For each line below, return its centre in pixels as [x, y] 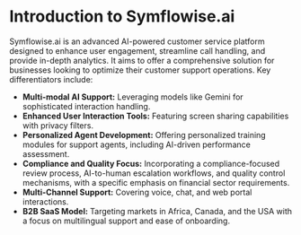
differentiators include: [51, 79]
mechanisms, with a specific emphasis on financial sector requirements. [156, 182]
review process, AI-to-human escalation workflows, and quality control [154, 173]
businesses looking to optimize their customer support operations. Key [140, 70]
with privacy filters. [58, 125]
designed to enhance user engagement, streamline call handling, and [137, 50]
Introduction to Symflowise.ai [122, 17]
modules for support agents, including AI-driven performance [137, 144]
